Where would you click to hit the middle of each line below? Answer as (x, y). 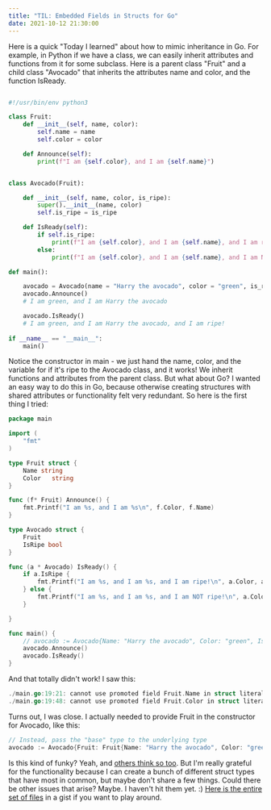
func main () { (32, 633)
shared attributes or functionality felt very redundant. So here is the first (128, 395)
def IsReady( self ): (56, 228)
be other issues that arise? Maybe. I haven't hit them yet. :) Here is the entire (135, 788)
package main (30, 419)
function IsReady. (38, 81)
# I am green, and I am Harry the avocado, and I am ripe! (124, 324)
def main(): (28, 272)
